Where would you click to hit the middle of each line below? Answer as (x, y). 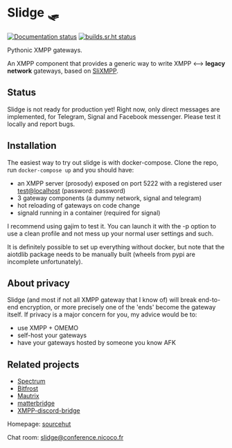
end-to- (209, 300)
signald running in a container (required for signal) (89, 213)
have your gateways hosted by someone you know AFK (97, 343)
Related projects (43, 365)
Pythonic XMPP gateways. (45, 50)
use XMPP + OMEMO (47, 328)
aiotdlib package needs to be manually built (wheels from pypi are (101, 254)
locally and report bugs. (41, 124)
